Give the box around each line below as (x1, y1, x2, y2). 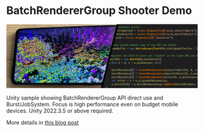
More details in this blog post (6, 119, 79, 126)
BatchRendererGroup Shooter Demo (6, 4, 192, 18)
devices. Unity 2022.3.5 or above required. (6, 107, 114, 114)
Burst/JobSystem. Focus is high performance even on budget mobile (6, 100, 178, 108)
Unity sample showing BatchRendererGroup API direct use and (6, 94, 164, 101)
